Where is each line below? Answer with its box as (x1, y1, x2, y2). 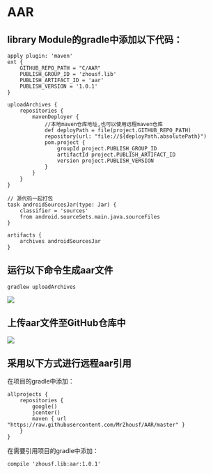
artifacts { (7, 232, 42, 239)
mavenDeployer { (32, 113, 79, 120)
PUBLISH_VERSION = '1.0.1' (19, 83, 98, 90)
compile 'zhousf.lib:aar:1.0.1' (7, 461, 101, 468)
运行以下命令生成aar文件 (7, 264, 113, 276)
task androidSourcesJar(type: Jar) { (7, 201, 117, 208)
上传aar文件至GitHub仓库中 (7, 317, 127, 329)
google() (32, 403, 58, 411)
